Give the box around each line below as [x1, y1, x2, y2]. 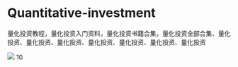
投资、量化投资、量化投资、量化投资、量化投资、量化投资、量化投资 [7, 37, 206, 47]
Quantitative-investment [7, 5, 156, 21]
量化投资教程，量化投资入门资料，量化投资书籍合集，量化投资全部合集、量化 [7, 29, 231, 37]
